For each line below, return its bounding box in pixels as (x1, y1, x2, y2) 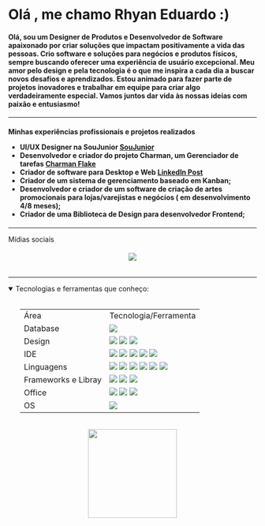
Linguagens (23, 361, 68, 372)
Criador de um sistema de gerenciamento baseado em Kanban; (19, 175, 231, 185)
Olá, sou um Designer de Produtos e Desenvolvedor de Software (8, 32, 223, 41)
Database (23, 322, 60, 333)
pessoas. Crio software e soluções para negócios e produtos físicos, (8, 49, 238, 58)
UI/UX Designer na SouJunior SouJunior (19, 142, 155, 152)
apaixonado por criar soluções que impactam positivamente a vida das (8, 40, 245, 50)
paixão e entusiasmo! (8, 99, 80, 108)
